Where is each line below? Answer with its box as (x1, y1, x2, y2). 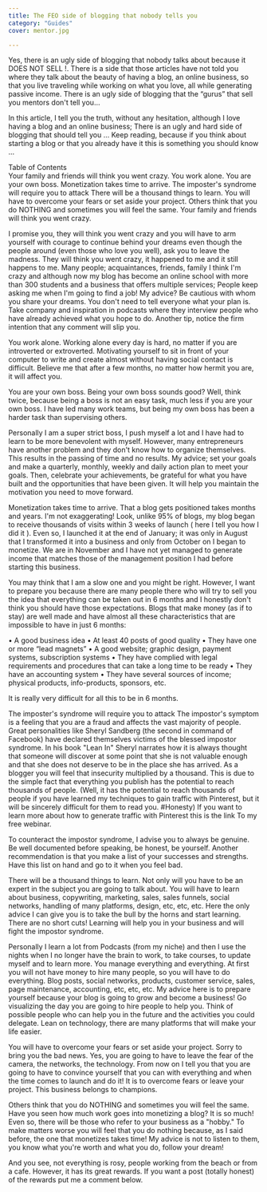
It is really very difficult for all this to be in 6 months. (8, 694, 179, 703)
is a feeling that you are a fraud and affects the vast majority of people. (8, 718, 241, 727)
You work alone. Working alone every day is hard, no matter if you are (8, 338, 238, 347)
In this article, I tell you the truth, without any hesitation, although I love (8, 113, 241, 123)
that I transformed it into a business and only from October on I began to (8, 537, 246, 547)
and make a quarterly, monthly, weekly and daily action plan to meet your (8, 462, 249, 472)
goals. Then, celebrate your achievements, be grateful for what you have (8, 470, 247, 480)
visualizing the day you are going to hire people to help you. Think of (8, 1001, 234, 1011)
